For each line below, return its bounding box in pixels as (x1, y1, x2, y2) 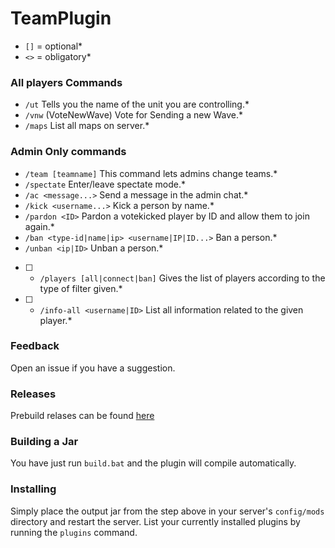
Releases (10, 387, 57, 401)
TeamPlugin (10, 7, 112, 30)
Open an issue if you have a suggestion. (10, 362, 176, 374)
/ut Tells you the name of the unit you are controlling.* (24, 98, 250, 111)
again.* (24, 220, 55, 232)
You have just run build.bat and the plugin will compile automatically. (10, 457, 297, 469)
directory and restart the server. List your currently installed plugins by (10, 515, 301, 527)
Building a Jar (10, 435, 79, 449)
